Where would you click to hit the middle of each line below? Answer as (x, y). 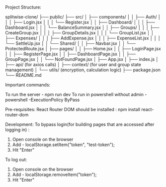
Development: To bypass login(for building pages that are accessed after (80, 124)
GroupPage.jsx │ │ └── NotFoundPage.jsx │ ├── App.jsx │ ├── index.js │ (82, 59)
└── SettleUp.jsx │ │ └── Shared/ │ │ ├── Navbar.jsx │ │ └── (70, 43)
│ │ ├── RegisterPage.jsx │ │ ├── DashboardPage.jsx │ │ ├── (70, 54)
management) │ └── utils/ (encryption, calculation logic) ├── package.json (83, 70)
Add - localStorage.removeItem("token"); (54, 175)
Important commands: (28, 85)
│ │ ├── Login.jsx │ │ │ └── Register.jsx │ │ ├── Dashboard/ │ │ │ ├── (80, 22)
